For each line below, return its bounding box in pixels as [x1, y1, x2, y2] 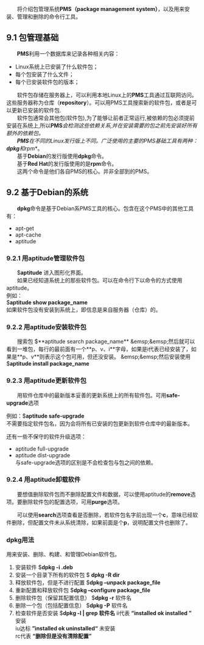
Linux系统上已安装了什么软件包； [15, 63, 99, 70]
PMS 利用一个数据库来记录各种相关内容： [17, 50, 120, 57]
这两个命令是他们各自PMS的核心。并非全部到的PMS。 [17, 168, 153, 175]
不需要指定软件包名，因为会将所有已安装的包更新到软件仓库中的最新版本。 [6, 419, 193, 427]
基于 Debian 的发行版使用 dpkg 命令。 [17, 152, 108, 160]
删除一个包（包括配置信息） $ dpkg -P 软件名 [15, 602, 128, 610]
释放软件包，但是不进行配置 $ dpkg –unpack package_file [15, 579, 161, 586]
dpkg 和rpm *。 [6, 144, 43, 152]
